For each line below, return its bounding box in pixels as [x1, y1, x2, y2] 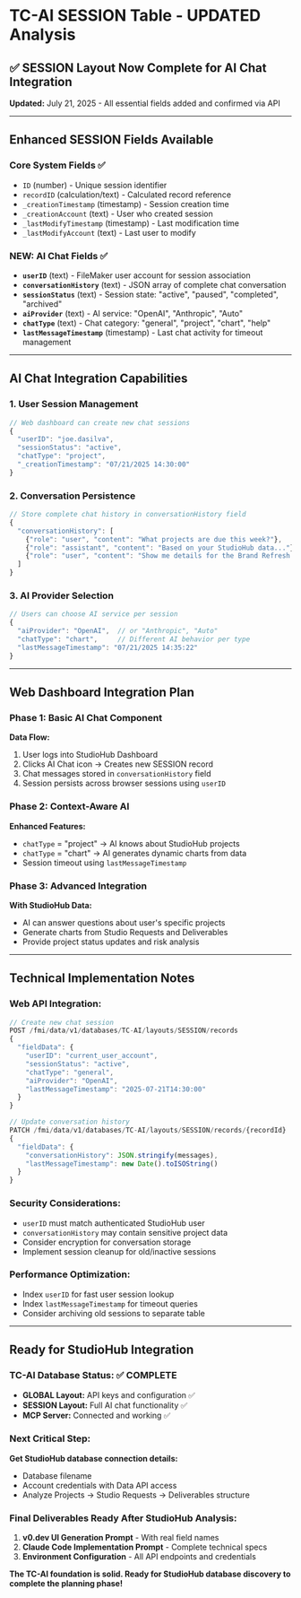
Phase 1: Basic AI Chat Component [9, 711, 163, 724]
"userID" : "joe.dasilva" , [17, 435, 115, 444]
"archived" [21, 298, 63, 309]
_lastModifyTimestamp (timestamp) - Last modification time [21, 217, 240, 229]
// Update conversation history [9, 1117, 130, 1126]
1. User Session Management [9, 398, 139, 411]
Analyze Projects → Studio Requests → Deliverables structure [21, 1489, 251, 1500]
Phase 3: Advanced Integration [9, 880, 148, 892]
